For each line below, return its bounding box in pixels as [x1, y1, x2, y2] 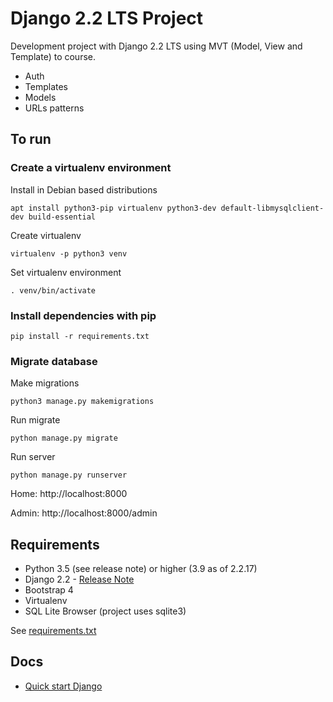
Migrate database [10, 354, 98, 368]
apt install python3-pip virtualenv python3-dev [10, 203, 217, 213]
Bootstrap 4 [24, 584, 74, 596]
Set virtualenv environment [10, 266, 122, 278]
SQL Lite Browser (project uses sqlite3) [24, 605, 187, 617]
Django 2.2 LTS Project [10, 7, 204, 30]
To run [10, 131, 52, 148]
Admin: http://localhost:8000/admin [10, 507, 158, 519]
